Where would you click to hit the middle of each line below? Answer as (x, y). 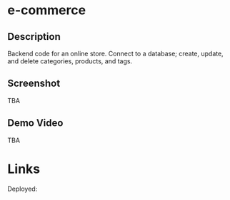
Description (34, 37)
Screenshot (34, 84)
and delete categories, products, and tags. (70, 61)
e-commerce (47, 10)
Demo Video (35, 123)
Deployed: (22, 189)
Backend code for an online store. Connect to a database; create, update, (115, 53)
